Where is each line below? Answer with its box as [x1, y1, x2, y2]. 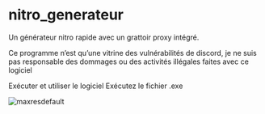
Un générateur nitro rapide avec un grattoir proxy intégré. [8, 32, 200, 42]
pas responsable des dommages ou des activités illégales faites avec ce [8, 57, 249, 66]
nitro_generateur [8, 6, 124, 24]
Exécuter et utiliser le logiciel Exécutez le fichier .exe [8, 81, 183, 91]
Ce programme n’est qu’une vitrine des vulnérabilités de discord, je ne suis [8, 48, 257, 57]
